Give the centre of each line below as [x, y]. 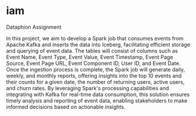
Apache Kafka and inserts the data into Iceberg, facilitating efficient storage [98, 45]
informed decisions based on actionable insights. [66, 107]
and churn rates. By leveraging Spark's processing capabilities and [88, 88]
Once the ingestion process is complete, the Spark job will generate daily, [96, 69]
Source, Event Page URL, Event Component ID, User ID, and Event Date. [94, 63]
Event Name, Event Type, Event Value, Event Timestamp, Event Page [90, 57]
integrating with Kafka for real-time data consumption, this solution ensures [98, 94]
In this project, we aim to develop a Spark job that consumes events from [95, 38]
